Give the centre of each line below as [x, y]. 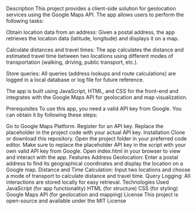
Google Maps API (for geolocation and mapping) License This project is [92, 194]
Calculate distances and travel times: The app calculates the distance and [95, 50]
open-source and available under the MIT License [66, 201]
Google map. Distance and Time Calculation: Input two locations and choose [98, 170]
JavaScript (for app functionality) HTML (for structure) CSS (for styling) [92, 188]
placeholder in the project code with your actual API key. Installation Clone [96, 132]
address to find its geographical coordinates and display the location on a [94, 163]
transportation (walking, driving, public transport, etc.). [72, 62]
